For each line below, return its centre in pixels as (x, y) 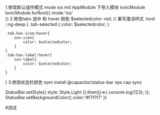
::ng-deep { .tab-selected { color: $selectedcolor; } (57, 24)
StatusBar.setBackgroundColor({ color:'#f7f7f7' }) (56, 97)
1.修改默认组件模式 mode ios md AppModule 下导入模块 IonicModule (75, 7)
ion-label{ (25, 59)
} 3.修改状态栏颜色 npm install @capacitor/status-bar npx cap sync (74, 82)
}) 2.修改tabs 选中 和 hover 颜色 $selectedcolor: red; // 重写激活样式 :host (80, 19)
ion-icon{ (24, 38)
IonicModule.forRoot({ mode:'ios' (39, 13)
